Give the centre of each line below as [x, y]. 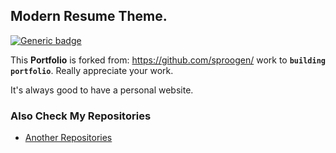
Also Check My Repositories [81, 116]
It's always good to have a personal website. [102, 90]
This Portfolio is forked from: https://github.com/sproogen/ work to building [168, 60]
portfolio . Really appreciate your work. [92, 70]
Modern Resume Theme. [89, 16]
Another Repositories [68, 138]
